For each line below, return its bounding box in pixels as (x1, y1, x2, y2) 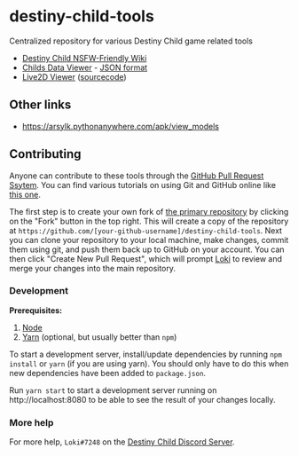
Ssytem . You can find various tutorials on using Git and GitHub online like (9, 179, 277, 190)
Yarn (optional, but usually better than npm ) (21, 331, 177, 342)
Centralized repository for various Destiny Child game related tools (9, 35, 253, 46)
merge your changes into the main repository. (9, 263, 176, 273)
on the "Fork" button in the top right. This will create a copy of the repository (9, 216, 289, 226)
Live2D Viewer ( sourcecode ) (21, 71, 127, 82)
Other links (9, 98, 72, 113)
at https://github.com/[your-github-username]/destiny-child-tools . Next (9, 224, 282, 236)
